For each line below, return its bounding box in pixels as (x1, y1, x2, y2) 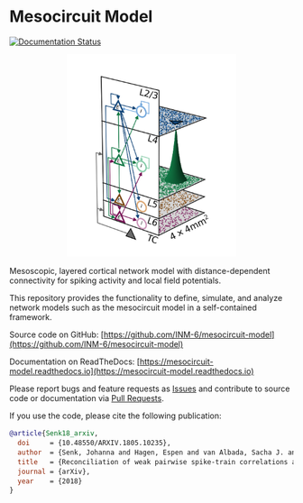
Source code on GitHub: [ (9, 329, 105, 340)
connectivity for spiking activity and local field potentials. (9, 275, 222, 286)
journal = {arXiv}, (17, 467, 91, 476)
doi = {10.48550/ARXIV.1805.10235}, (17, 439, 171, 448)
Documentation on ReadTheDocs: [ (9, 356, 141, 367)
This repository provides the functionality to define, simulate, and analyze (9, 293, 283, 304)
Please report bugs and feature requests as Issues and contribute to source (9, 383, 290, 394)
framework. (9, 312, 52, 323)
